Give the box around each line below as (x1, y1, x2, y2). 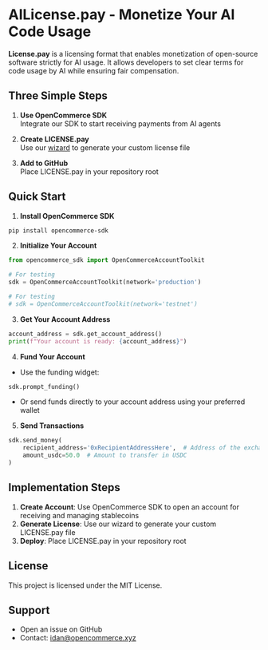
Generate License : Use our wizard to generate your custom (19, 519, 217, 529)
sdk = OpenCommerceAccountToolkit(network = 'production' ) (8, 278, 202, 287)
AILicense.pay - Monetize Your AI (8, 6, 235, 24)
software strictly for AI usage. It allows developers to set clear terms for (8, 57, 244, 67)
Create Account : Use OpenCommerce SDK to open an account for (19, 501, 239, 512)
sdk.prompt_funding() (8, 382, 81, 390)
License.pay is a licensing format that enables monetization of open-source (8, 49, 258, 58)
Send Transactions (19, 421, 85, 430)
